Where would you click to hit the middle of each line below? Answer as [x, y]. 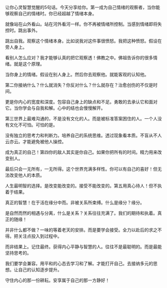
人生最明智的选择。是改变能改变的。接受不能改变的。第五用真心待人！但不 [81, 186]
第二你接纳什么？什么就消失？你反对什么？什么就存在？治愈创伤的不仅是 [79, 85]
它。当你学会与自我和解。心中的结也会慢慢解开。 [55, 108]
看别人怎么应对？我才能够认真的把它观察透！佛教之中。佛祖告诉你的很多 [79, 58]
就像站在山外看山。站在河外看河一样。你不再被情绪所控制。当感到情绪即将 [81, 24]
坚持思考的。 [18, 253]
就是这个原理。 [29, 64]
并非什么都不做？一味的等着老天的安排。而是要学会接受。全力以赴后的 [77, 230]
